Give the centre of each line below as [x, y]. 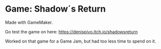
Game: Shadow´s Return [55, 9]
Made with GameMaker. [29, 22]
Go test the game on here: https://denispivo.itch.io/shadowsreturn [71, 32]
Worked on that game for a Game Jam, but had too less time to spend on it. [80, 41]
